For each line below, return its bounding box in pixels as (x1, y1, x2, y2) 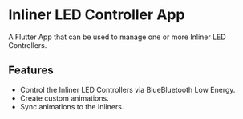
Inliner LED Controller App (8, 6, 185, 24)
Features (8, 64, 54, 77)
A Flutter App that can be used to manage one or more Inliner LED (8, 32, 226, 42)
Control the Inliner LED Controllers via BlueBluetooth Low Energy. (19, 85, 236, 94)
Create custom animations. (19, 93, 110, 103)
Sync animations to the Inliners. (19, 101, 124, 111)
